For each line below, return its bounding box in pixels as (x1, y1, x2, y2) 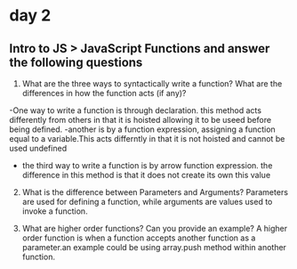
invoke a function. (21, 206, 88, 216)
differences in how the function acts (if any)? (21, 88, 187, 98)
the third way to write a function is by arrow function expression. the (21, 160, 273, 170)
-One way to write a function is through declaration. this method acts (9, 105, 262, 116)
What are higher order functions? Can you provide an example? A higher (21, 224, 288, 233)
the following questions (9, 54, 143, 69)
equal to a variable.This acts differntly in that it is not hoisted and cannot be (9, 134, 285, 143)
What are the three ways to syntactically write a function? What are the (21, 78, 283, 89)
